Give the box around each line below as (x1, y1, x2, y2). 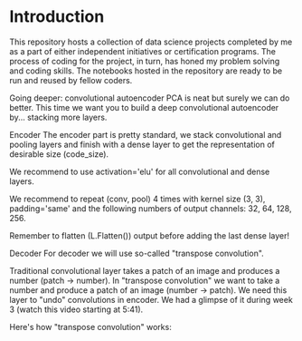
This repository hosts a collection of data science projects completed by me (9, 36, 293, 47)
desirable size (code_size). (9, 148, 109, 160)
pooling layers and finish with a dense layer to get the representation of (9, 139, 276, 150)
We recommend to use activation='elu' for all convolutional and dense (9, 166, 270, 177)
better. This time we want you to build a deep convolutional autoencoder (9, 102, 279, 112)
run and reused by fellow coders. (9, 74, 133, 85)
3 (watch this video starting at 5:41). (9, 304, 144, 315)
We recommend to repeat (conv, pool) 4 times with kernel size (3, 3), (9, 193, 266, 204)
